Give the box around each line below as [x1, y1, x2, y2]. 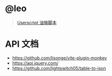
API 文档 [5, 38, 39, 50]
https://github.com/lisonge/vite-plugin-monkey [12, 55, 107, 61]
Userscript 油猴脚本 [17, 19, 57, 25]
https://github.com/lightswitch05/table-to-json [12, 65, 106, 71]
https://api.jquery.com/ [12, 60, 59, 66]
